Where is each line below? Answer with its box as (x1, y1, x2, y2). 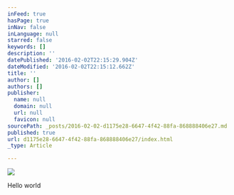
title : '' (7, 69, 37, 77)
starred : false (7, 37, 53, 44)
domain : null (14, 103, 53, 110)
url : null (14, 109, 43, 116)
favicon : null (14, 116, 55, 123)
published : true (7, 129, 55, 136)
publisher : (7, 89, 40, 96)
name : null (14, 96, 46, 104)
